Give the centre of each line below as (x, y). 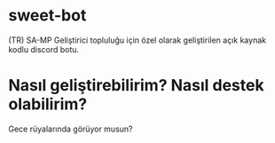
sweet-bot (47, 16)
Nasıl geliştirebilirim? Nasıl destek (136, 86)
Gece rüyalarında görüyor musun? (71, 129)
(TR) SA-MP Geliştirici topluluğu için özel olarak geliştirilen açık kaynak (137, 40)
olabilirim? (48, 104)
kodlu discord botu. (44, 49)
